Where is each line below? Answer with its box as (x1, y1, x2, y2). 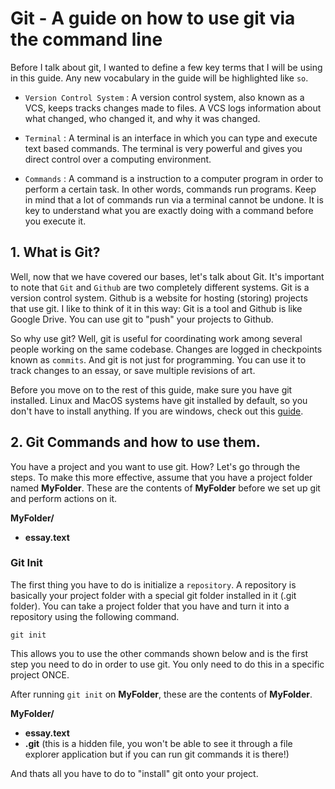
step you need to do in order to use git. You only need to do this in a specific (10, 658, 325, 670)
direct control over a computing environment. (24, 153, 212, 165)
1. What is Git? (10, 244, 101, 261)
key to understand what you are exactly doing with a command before (24, 204, 314, 216)
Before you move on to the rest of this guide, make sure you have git (10, 383, 293, 396)
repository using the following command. (10, 610, 180, 622)
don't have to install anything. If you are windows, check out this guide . (10, 405, 304, 417)
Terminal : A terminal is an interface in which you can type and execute (24, 132, 318, 144)
